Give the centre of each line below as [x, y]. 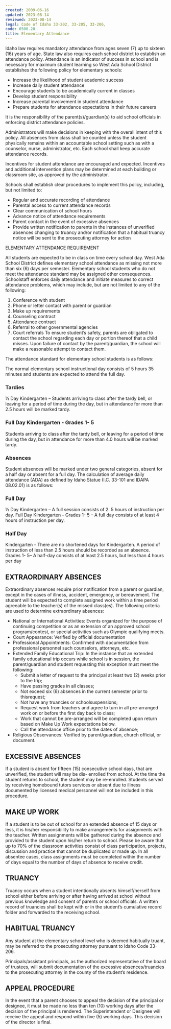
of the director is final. [29, 1022]
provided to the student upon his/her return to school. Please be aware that [84, 840]
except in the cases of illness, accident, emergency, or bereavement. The [82, 595]
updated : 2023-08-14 [27, 15]
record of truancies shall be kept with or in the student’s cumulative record [83, 906]
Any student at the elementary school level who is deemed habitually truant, [85, 941]
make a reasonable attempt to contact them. [59, 349]
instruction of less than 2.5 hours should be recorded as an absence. [78, 550]
